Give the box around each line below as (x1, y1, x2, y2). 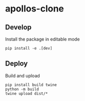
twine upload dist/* (5, 91, 48, 96)
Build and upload (5, 72, 40, 78)
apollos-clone (5, 3, 64, 14)
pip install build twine (5, 82, 57, 87)
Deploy (5, 59, 28, 68)
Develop (5, 23, 31, 31)
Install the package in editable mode (5, 36, 80, 42)
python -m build (5, 86, 39, 91)
